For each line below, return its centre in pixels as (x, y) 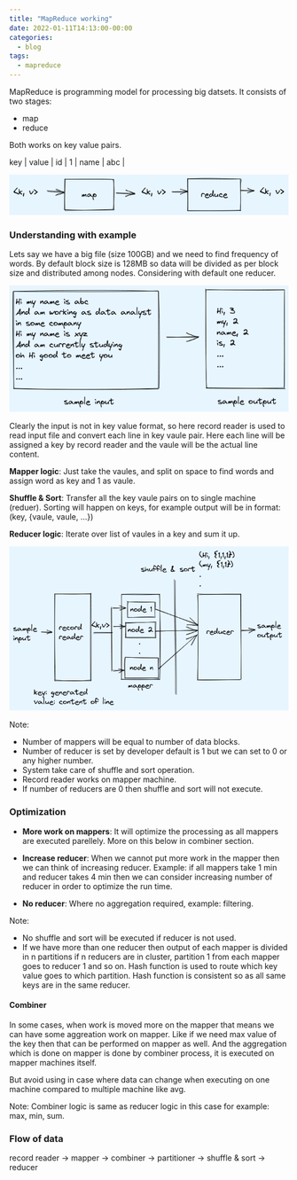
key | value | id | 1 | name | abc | (67, 162)
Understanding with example (73, 235)
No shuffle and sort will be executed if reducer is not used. (129, 938)
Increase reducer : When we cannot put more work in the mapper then (151, 858)
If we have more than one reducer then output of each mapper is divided (155, 947)
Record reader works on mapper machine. (99, 779)
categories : (31, 37)
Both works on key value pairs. (66, 145)
